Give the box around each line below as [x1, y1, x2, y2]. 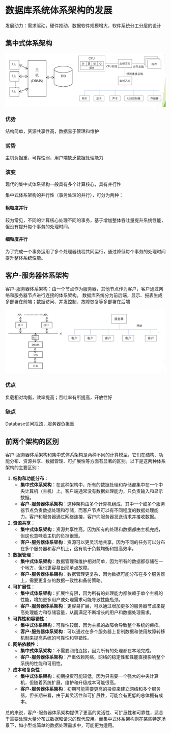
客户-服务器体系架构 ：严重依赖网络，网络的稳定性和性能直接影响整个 [20, 654, 165, 660]
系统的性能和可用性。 [20, 660, 65, 666]
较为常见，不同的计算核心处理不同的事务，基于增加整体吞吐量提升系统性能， [5, 217, 166, 223]
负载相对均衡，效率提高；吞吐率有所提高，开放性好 [5, 394, 112, 400]
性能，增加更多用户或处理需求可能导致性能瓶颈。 [20, 596, 123, 602]
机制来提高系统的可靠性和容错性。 [20, 634, 92, 641]
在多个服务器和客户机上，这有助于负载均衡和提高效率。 [20, 545, 136, 551]
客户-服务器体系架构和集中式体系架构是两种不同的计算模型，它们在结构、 [5, 451, 159, 457]
